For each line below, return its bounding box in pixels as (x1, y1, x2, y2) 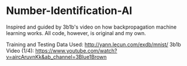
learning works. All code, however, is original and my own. (6, 29, 146, 36)
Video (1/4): (6, 47, 34, 54)
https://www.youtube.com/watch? (35, 47, 117, 54)
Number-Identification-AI (6, 4, 133, 18)
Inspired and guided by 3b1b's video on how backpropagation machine (6, 23, 177, 30)
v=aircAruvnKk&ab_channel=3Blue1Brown (6, 53, 107, 60)
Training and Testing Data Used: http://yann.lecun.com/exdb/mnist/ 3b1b (6, 41, 181, 48)
